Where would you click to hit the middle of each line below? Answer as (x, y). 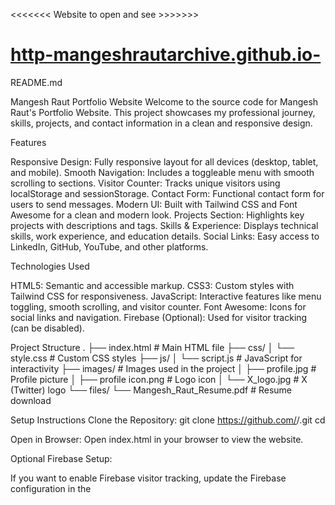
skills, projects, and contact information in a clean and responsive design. (161, 123)
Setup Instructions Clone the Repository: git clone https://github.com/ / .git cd (168, 420)
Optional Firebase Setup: (61, 458)
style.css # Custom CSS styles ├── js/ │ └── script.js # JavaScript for (156, 358)
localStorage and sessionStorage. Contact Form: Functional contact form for (167, 193)
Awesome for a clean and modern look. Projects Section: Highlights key (157, 215)
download (31, 400)
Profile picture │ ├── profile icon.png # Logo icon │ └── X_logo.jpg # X (159, 379)
